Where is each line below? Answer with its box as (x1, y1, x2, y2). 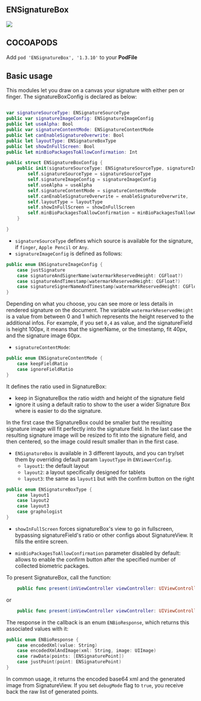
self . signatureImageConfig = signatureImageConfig (28, 177, 157, 183)
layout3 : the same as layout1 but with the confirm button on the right (23, 475, 194, 482)
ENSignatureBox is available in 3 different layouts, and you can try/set (14, 449, 184, 457)
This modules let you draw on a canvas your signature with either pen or (6, 87, 185, 94)
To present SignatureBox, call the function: (6, 573, 112, 581)
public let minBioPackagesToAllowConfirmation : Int (6, 149, 138, 155)
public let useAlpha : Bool (6, 121, 74, 128)
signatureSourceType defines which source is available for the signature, (14, 237, 193, 244)
